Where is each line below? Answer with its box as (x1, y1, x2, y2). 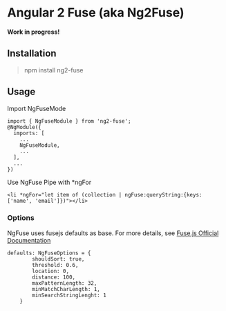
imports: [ (13, 130, 45, 137)
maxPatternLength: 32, (32, 279, 97, 287)
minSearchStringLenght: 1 (32, 292, 107, 299)
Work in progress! (7, 28, 60, 36)
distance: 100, (32, 274, 76, 281)
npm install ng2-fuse (23, 66, 84, 74)
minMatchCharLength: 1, (32, 285, 100, 292)
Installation (7, 48, 57, 59)
